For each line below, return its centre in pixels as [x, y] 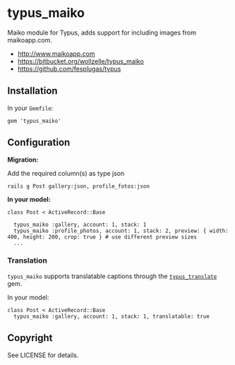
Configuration [39, 143]
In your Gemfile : [30, 108]
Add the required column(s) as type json [66, 173]
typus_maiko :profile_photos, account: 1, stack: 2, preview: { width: [121, 231]
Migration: [23, 160]
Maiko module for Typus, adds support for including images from [102, 32]
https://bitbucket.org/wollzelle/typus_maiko [81, 61]
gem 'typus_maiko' [34, 121]
